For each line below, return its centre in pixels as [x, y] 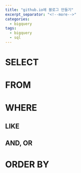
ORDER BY [27, 165]
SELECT [22, 62]
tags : [11, 28]
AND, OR [19, 143]
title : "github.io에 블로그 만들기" [39, 10]
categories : [17, 19]
